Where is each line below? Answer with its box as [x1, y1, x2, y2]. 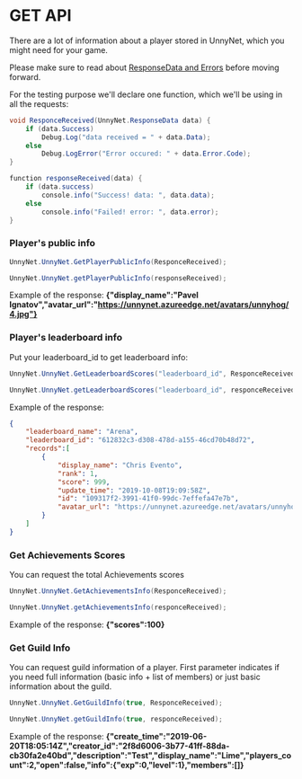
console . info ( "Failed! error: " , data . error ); [41, 208, 219, 217]
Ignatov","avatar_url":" [9, 299, 99, 310]
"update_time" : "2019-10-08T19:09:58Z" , [57, 486, 211, 495]
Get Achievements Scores [9, 549, 126, 562]
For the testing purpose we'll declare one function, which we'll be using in [9, 89, 283, 100]
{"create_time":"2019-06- [106, 730, 208, 741]
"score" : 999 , [57, 477, 111, 486]
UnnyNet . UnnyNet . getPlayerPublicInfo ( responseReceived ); [9, 273, 227, 283]
